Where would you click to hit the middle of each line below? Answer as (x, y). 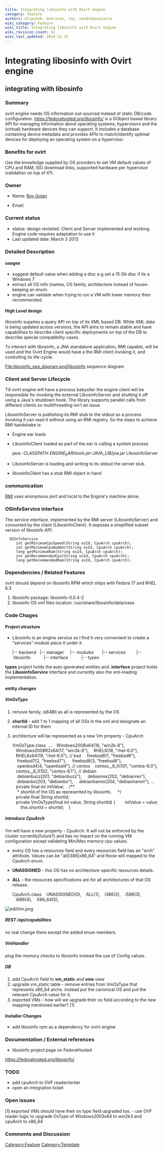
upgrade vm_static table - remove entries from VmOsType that (75, 984)
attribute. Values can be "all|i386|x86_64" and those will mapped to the (83, 855)
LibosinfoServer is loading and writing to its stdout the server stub (78, 464)
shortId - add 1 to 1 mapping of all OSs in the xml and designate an (79, 721)
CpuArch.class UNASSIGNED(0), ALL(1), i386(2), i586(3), (77, 894)
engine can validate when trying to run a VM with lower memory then (81, 294)
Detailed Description (30, 252)
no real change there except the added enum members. (61, 932)
